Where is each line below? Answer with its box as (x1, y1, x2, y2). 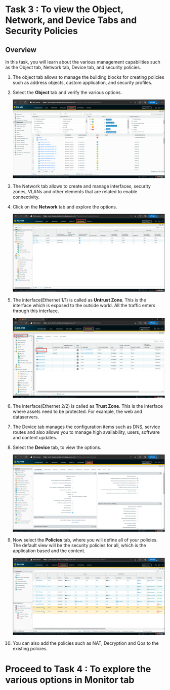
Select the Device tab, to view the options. (12, 444, 102, 451)
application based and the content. (12, 548, 86, 554)
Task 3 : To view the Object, (5, 4, 124, 15)
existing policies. (12, 646, 48, 651)
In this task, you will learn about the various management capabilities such (5, 59, 161, 65)
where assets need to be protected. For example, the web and (12, 408, 143, 414)
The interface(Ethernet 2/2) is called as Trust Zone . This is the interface (12, 403, 163, 409)
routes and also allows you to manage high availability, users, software (12, 429, 160, 435)
